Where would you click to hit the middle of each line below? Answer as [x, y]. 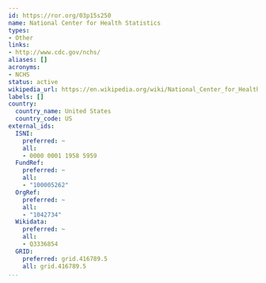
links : [19, 45]
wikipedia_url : [33, 89]
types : [19, 30]
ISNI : [25, 133]
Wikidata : [31, 222]
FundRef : [30, 163]
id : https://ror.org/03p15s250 [60, 15]
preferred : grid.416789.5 [65, 258]
